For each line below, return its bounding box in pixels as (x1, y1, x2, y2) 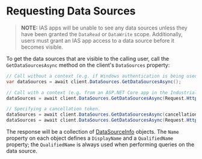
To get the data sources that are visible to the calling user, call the (6, 55, 170, 62)
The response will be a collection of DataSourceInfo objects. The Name (6, 128, 179, 136)
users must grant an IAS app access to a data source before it (20, 37, 174, 44)
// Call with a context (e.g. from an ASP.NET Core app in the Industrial (6, 89, 198, 96)
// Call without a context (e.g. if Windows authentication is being (6, 73, 185, 79)
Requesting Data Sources (6, 4, 136, 18)
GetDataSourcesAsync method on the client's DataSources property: (6, 61, 170, 69)
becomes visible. (20, 43, 63, 51)
